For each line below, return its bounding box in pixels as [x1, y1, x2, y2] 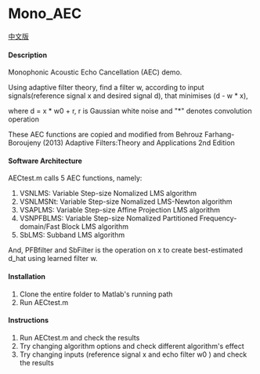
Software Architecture [8, 156, 82, 165]
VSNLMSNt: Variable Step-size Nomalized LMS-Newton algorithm [19, 197, 233, 206]
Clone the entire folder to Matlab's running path [19, 289, 173, 299]
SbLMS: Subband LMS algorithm [19, 231, 125, 240]
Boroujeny [8, 138, 42, 147]
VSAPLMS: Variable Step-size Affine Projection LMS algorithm [19, 205, 221, 215]
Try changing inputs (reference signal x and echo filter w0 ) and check [19, 350, 247, 359]
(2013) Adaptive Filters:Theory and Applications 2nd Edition [42, 138, 235, 147]
